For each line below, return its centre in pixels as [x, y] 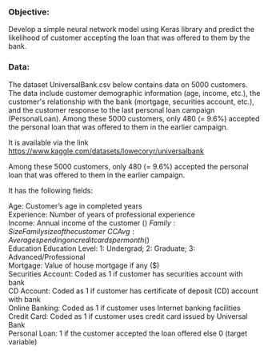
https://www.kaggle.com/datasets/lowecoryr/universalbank [106, 151]
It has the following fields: [51, 190]
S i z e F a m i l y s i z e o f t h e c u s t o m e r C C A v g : [71, 231]
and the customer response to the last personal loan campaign [112, 109]
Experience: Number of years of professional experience [102, 214]
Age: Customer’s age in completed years [75, 205]
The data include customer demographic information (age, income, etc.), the [134, 93]
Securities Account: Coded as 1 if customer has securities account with [126, 273]
